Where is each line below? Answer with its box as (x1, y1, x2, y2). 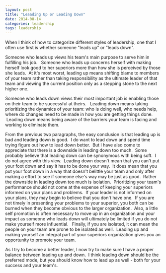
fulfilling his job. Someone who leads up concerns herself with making (5, 60, 152, 66)
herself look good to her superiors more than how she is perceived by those (5, 65, 161, 71)
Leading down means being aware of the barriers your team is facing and (6, 117, 157, 123)
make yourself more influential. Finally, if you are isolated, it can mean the (5, 221, 158, 227)
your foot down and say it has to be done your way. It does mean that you (5, 163, 158, 169)
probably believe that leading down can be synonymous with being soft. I (5, 152, 157, 159)
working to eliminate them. (5, 122, 60, 128)
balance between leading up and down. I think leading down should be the (5, 252, 159, 258)
